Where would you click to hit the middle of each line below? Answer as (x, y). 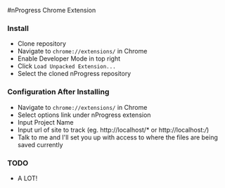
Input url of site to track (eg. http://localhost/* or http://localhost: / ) (113, 130)
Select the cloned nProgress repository (74, 74)
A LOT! (27, 178)
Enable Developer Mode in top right (69, 58)
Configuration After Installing (58, 92)
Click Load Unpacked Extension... (66, 66)
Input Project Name (45, 122)
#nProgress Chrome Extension (52, 10)
